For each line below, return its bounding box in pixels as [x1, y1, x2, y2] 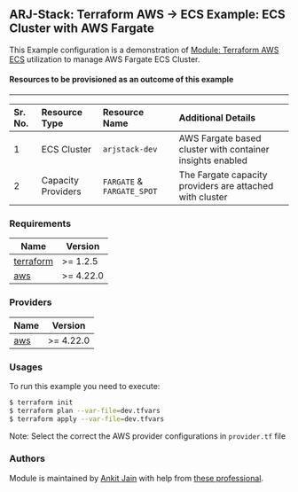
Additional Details [178, 112, 256, 124]
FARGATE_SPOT [102, 186, 158, 197]
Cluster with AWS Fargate [9, 21, 155, 36]
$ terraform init [9, 398, 74, 407]
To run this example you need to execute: [9, 380, 161, 391]
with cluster [178, 191, 228, 203]
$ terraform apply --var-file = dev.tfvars [9, 414, 165, 424]
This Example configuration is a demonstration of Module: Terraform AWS [9, 44, 279, 55]
